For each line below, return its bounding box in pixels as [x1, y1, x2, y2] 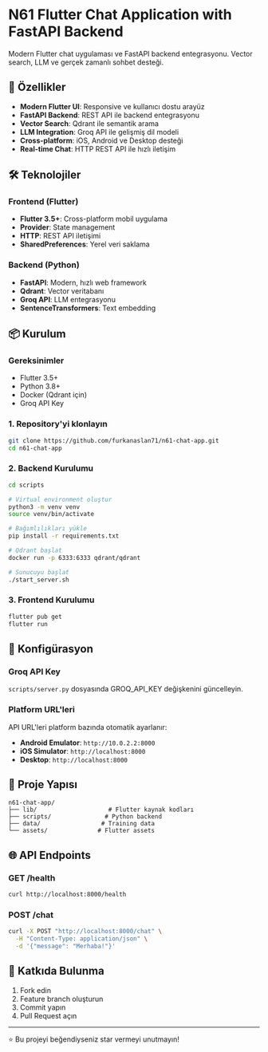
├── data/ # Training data [8, 820, 156, 828]
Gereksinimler [8, 355, 65, 366]
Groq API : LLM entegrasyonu [19, 294, 116, 304]
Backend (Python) [8, 259, 80, 270]
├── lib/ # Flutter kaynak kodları [8, 806, 195, 814]
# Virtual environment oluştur [8, 495, 112, 503]
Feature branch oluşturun [19, 994, 104, 1003]
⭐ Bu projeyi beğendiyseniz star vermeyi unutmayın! [8, 1034, 179, 1044]
